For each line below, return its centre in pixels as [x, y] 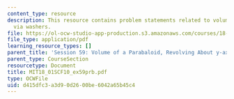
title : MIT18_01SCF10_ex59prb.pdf [57, 72]
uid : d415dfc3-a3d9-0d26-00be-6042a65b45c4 [71, 85]
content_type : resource [42, 14]
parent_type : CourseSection [48, 59]
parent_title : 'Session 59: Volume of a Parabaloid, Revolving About [110, 53]
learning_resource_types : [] [49, 46]
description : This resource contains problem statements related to [109, 20]
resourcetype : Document [42, 66]
